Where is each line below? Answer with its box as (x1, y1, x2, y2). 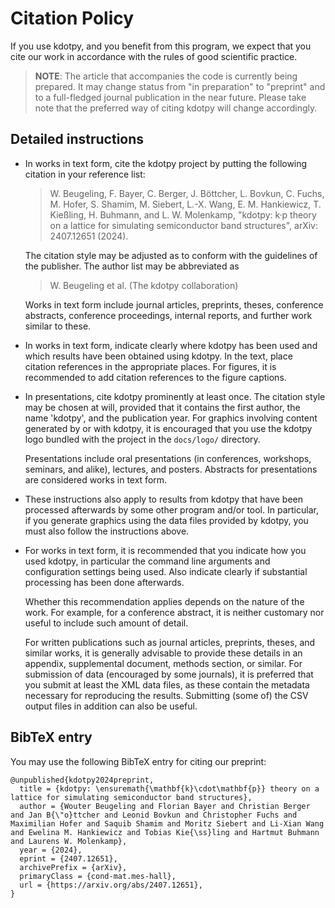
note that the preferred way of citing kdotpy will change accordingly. (34, 102, 318, 114)
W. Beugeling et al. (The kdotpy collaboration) (49, 279, 239, 291)
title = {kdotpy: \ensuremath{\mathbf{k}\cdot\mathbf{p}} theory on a (19, 783, 320, 794)
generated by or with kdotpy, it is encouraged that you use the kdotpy (24, 422, 313, 434)
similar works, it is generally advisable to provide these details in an (24, 647, 303, 659)
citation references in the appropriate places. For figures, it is (24, 360, 277, 372)
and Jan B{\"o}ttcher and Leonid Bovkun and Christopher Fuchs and (10, 810, 298, 820)
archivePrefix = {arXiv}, (19, 862, 128, 872)
